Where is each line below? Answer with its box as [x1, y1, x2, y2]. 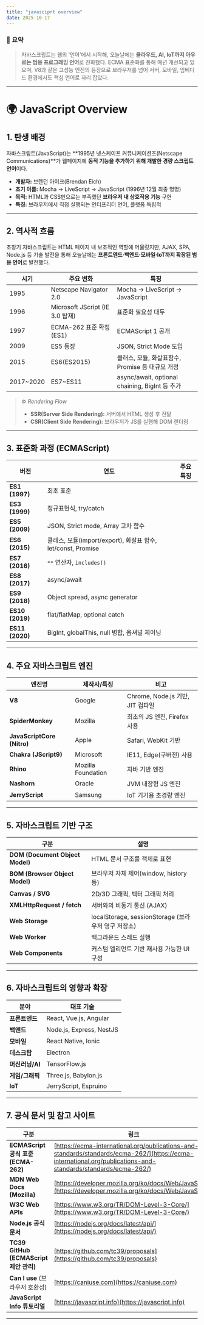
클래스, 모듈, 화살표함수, [117, 353, 182, 362]
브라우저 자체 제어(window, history [91, 870, 187, 878]
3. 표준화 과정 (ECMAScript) [6, 443, 110, 453]
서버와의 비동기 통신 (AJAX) [91, 901, 168, 910]
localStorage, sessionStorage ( [91, 913, 179, 921]
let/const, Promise [47, 544, 99, 552]
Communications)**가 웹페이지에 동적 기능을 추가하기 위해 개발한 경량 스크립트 [6, 157, 194, 165]
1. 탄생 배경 [6, 132, 46, 143]
